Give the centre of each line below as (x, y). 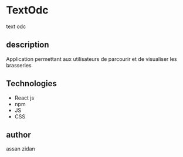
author (18, 134)
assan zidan (21, 149)
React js (24, 98)
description (28, 45)
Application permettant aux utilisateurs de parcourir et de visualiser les (91, 59)
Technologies (32, 83)
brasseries (19, 65)
